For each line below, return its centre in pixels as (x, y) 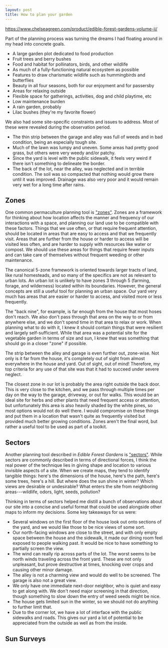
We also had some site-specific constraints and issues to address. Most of (82, 122)
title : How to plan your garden (39, 15)
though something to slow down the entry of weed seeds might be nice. (86, 596)
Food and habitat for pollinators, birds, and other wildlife (70, 64)
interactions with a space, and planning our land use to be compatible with (82, 223)
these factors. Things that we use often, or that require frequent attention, (81, 228)
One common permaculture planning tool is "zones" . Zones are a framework (84, 212)
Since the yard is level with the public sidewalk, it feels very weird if (82, 158)
